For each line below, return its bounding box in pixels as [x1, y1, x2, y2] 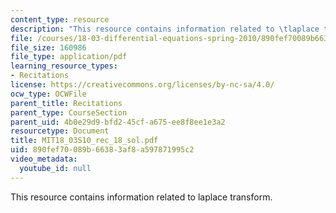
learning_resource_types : [10, 61, 118, 71]
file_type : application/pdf [10, 52, 128, 62]
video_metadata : [10, 154, 78, 164]
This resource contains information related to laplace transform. [10, 191, 273, 203]
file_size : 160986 [10, 42, 87, 53]
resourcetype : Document [10, 126, 110, 136]
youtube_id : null [19, 163, 92, 173]
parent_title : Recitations [10, 98, 123, 108]
